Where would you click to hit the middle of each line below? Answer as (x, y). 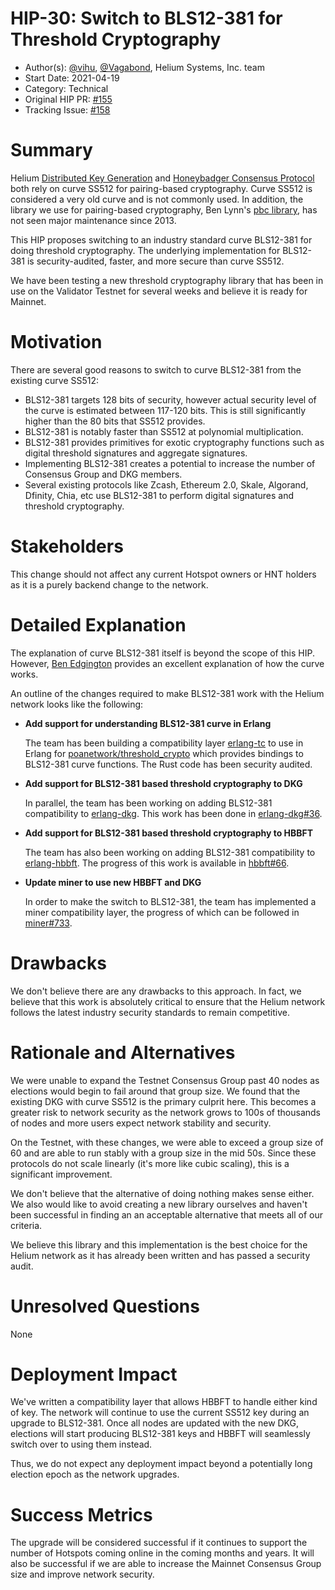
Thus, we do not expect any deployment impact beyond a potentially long (161, 1464)
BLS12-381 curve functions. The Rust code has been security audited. (168, 764)
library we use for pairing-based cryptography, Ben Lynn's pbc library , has (164, 209)
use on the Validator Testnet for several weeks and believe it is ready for (159, 291)
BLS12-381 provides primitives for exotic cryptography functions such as (174, 442)
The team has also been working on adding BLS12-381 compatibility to (170, 852)
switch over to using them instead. (81, 1444)
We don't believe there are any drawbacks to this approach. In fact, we (156, 991)
